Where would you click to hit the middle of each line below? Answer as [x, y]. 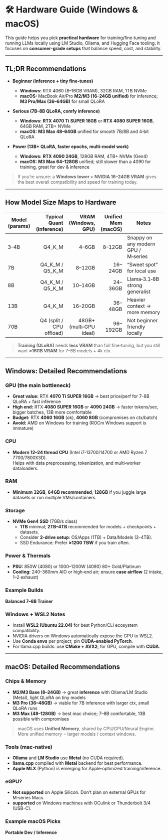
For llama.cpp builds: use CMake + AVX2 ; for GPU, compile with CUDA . [86, 647]
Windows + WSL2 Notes [35, 614]
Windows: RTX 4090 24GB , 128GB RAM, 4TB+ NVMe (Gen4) [84, 156]
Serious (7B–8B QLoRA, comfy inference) [56, 111]
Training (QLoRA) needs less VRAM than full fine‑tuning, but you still [89, 345]
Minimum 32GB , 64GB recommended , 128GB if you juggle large [79, 492]
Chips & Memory [26, 681]
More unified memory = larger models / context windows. [77, 734]
